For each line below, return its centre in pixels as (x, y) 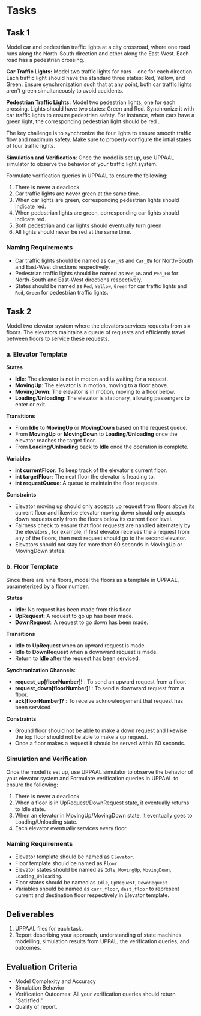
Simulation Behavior (40, 987)
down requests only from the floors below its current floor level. (94, 519)
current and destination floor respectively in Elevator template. (92, 895)
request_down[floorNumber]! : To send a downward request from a (100, 688)
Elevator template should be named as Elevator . (74, 857)
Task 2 (19, 311)
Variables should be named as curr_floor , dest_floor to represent (97, 889)
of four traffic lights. (31, 146)
